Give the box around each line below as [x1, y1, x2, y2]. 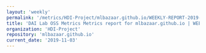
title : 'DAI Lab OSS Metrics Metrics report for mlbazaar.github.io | [6, 20, 191, 26]
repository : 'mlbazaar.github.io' [6, 32, 95, 38]
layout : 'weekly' [6, 9, 51, 15]
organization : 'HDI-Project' [6, 26, 81, 32]
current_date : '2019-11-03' [6, 37, 78, 43]
